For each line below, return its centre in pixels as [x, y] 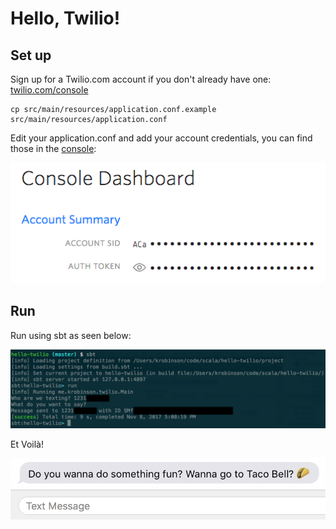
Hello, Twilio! [65, 18]
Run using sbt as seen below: [71, 335]
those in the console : [53, 148]
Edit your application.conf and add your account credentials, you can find [161, 138]
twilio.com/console [49, 90]
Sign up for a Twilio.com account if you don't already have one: [141, 79]
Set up [31, 55]
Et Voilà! [27, 444]
